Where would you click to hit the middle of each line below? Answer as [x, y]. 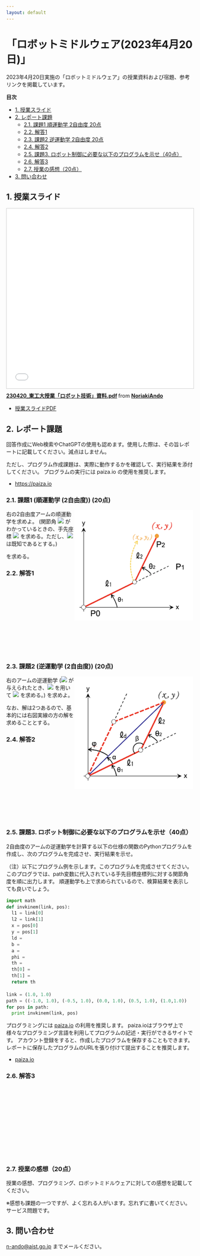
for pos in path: [28, 1007]
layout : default [26, 12]
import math [21, 900]
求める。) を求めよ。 [49, 695]
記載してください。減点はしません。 [66, 452]
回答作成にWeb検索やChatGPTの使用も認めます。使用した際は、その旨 [93, 445]
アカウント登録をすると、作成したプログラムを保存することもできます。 [105, 1040]
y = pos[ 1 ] [25, 932]
